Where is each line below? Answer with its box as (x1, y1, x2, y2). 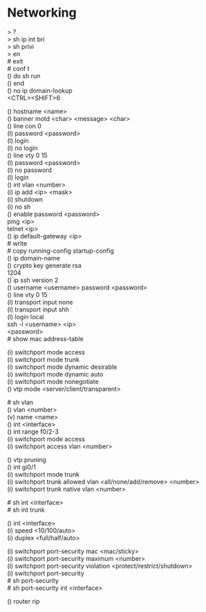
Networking (7, 5, 77, 21)
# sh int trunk (7, 506, 45, 514)
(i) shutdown (7, 195, 44, 203)
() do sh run (7, 71, 41, 80)
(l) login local (7, 312, 44, 321)
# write (7, 239, 28, 247)
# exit (7, 57, 24, 65)
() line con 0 (7, 122, 41, 130)
